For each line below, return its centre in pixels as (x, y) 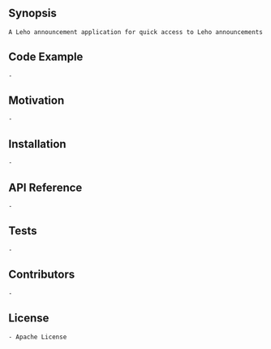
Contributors (42, 275)
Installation (37, 144)
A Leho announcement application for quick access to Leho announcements (136, 32)
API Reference (45, 187)
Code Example (46, 57)
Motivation (37, 101)
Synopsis (32, 13)
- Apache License (38, 337)
